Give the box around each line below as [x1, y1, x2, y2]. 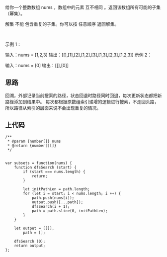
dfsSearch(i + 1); [31, 204, 70, 209]
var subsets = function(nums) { [5, 161, 72, 166]
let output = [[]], [14, 226, 55, 231]
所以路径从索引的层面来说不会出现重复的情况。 [5, 105, 101, 111]
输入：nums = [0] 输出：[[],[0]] [5, 63, 69, 68]
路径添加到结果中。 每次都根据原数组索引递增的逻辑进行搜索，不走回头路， [5, 98, 159, 104]
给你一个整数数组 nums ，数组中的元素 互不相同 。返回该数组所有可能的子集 [5, 4, 161, 10]
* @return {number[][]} [7, 143, 57, 148]
